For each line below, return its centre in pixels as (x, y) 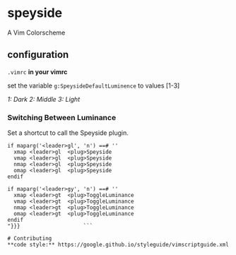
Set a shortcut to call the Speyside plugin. (68, 133)
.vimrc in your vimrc (37, 71)
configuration (38, 55)
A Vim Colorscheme (36, 32)
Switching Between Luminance (62, 117)
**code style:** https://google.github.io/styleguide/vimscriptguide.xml (118, 245)
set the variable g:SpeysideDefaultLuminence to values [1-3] (94, 85)
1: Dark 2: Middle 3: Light (43, 99)
